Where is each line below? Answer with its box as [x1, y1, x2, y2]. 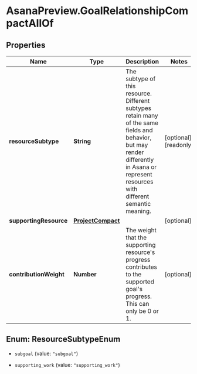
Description [125, 58, 159, 65]
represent [125, 171, 152, 178]
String [73, 137, 91, 145]
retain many [125, 112, 158, 119]
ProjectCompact [73, 216, 120, 225]
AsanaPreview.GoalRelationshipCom [6, 4, 189, 18]
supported [125, 278, 154, 286]
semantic [125, 200, 151, 208]
